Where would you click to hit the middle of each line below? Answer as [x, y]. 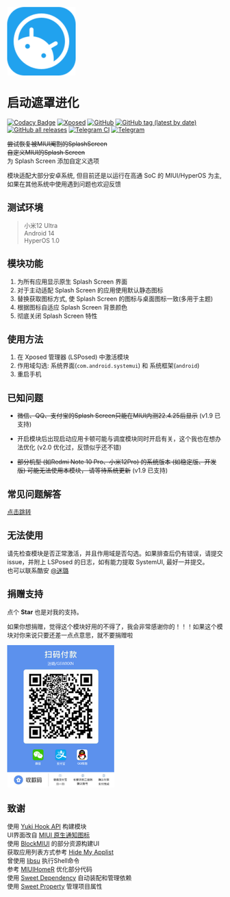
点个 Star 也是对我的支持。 [45, 611]
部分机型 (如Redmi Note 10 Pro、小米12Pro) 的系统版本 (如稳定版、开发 [117, 462]
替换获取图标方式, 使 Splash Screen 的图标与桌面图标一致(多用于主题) [115, 299]
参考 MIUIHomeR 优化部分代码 [50, 869]
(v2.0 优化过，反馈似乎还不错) [79, 447]
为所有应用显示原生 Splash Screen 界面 [72, 281]
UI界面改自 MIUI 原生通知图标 [49, 835]
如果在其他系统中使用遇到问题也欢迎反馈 [64, 184]
